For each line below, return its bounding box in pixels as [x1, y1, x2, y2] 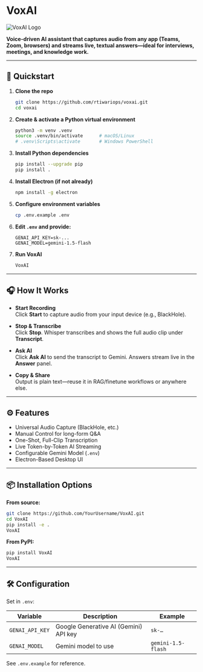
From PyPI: [6, 538, 34, 546]
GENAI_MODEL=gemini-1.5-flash [14, 240, 92, 246]
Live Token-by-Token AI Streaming [14, 443, 101, 450]
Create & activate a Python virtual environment [14, 115, 136, 123]
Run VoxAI [14, 250, 42, 257]
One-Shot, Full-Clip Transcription [14, 436, 98, 444]
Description [83, 612, 118, 620]
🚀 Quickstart [6, 71, 54, 82]
